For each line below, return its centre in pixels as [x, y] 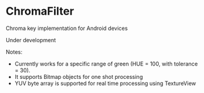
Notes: [14, 52]
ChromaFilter [40, 11]
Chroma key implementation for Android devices [67, 28]
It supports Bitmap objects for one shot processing [79, 76]
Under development [31, 40]
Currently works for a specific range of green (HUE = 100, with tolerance [106, 64]
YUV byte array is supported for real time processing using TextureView [105, 83]
